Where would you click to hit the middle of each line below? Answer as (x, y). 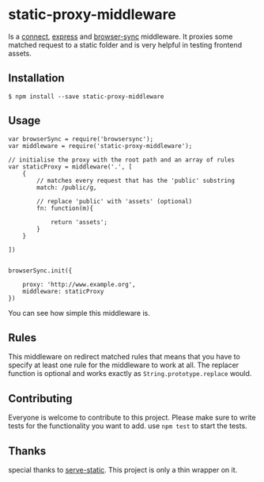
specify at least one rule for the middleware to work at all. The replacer (124, 365)
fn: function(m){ (65, 208)
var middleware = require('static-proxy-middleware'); (100, 146)
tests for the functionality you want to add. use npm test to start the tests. (128, 426)
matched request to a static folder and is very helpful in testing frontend (125, 44)
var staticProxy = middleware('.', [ (70, 167)
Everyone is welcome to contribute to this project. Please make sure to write (132, 418)
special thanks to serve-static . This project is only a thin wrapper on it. (123, 470)
